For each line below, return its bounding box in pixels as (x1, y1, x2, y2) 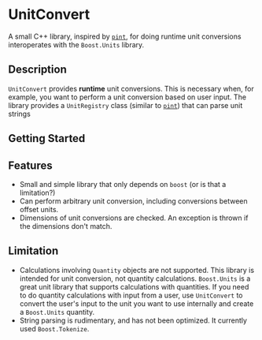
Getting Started (8, 132, 86, 145)
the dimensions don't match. (19, 221, 113, 230)
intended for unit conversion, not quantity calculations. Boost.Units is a (19, 274, 251, 283)
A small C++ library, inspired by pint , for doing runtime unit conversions (8, 32, 242, 41)
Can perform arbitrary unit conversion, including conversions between (19, 196, 248, 206)
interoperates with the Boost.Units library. (8, 39, 145, 49)
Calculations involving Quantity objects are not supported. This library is (19, 265, 254, 275)
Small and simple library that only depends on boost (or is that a (19, 179, 227, 189)
